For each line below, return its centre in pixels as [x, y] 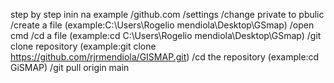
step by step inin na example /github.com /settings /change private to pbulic [167, 14]
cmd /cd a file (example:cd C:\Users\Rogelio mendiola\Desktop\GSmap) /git [166, 35]
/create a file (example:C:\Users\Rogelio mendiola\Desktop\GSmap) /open [162, 25]
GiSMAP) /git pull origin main [70, 67]
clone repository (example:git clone [83, 46]
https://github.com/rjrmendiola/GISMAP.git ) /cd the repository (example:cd [165, 57]
